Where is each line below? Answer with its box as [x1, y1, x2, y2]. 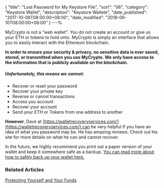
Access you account [12, 98, 54, 104]
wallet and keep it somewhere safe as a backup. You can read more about [5, 149, 155, 155]
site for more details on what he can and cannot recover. [5, 134, 119, 140]
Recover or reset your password [12, 83, 77, 89]
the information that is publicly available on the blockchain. [5, 60, 128, 65]
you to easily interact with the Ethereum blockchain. [5, 40, 110, 46]
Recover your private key [12, 88, 63, 94]
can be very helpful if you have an [82, 123, 151, 129]
